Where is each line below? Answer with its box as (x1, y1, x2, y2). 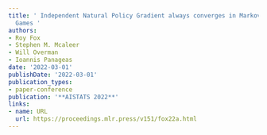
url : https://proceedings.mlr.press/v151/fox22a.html (15, 115, 197, 123)
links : (8, 100, 30, 108)
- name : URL (8, 108, 48, 116)
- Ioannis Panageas (8, 56, 73, 64)
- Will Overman (8, 48, 59, 56)
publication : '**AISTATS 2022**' (8, 93, 119, 101)
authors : (8, 26, 37, 34)
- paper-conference (8, 85, 73, 94)
